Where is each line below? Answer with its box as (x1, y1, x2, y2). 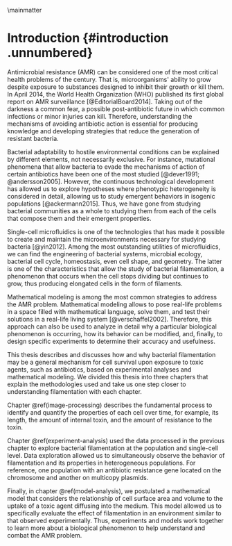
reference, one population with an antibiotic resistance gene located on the (7, 465, 222, 474)
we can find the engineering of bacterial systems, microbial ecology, (7, 249, 203, 258)
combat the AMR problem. (7, 531, 82, 539)
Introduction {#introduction (7, 31, 169, 46)
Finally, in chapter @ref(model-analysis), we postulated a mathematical (7, 486, 211, 495)
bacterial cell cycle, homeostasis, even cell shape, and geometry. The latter (7, 257, 223, 265)
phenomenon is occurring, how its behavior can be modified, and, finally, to (7, 329, 223, 338)
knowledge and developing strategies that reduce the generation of (7, 126, 199, 135)
